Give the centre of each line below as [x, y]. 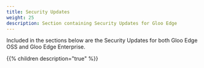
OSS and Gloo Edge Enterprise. [46, 47]
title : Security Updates [38, 12]
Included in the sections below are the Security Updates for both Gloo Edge [102, 41]
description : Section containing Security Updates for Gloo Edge [92, 23]
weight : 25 [20, 18]
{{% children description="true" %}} [52, 59]
